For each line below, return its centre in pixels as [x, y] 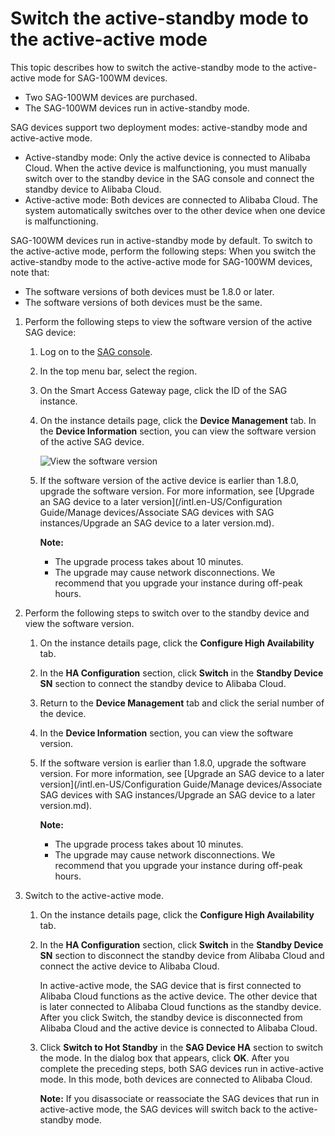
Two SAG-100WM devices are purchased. [111, 97]
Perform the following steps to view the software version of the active [168, 321]
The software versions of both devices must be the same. [143, 302]
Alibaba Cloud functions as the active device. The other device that [178, 996]
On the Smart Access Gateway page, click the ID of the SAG [163, 390]
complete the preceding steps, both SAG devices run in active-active [181, 1068]
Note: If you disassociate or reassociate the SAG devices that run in [179, 1098]
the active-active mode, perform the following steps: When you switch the [163, 251]
